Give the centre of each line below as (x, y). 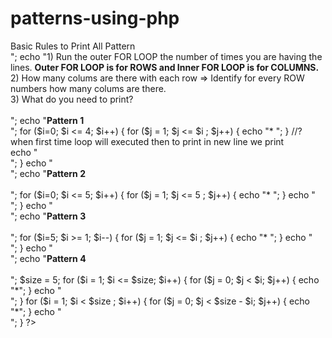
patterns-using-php (95, 18)
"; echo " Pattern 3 (48, 216)
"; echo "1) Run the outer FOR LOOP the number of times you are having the (166, 56)
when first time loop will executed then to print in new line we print (147, 141)
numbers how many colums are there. (88, 88)
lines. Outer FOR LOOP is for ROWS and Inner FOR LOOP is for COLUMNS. (165, 67)
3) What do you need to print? (72, 99)
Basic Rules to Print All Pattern (73, 46)
